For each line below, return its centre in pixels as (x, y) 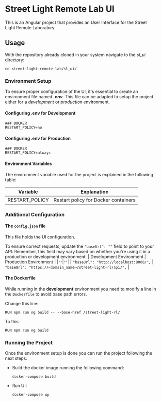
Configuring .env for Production (38, 138)
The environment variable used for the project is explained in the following (79, 174)
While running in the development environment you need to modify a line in (81, 289)
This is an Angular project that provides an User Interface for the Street (76, 22)
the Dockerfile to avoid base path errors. (46, 294)
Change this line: (22, 303)
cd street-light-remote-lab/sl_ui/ (41, 69)
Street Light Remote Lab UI (60, 9)
